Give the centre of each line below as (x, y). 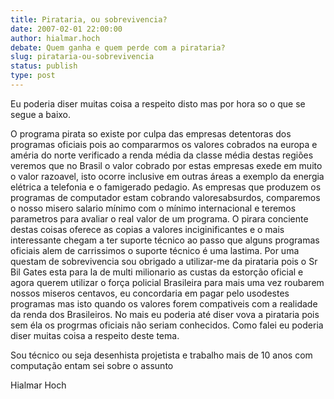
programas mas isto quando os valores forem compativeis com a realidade (164, 303)
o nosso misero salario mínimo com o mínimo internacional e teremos (153, 208)
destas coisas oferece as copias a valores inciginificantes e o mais (147, 229)
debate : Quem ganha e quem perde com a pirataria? (118, 47)
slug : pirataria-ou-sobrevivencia (82, 57)
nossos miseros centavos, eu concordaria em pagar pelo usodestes (150, 293)
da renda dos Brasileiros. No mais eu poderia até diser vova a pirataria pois (165, 314)
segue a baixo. (41, 114)
